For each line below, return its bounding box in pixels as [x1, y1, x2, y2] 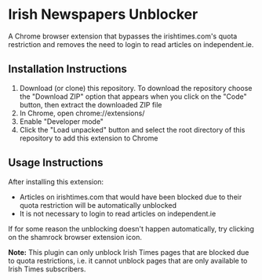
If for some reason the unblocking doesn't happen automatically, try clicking [8, 224, 255, 233]
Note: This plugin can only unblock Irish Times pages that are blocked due [8, 247, 249, 256]
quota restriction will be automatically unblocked [19, 200, 177, 209]
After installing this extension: [8, 176, 104, 186]
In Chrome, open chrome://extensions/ [19, 108, 145, 118]
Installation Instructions [8, 63, 128, 76]
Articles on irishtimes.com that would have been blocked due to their [19, 192, 242, 202]
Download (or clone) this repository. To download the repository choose [19, 83, 253, 93]
